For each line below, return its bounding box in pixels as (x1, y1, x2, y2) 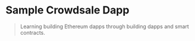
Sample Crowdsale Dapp (5, 4, 130, 17)
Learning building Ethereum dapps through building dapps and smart (20, 23, 190, 30)
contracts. (20, 29, 46, 36)
